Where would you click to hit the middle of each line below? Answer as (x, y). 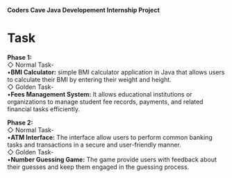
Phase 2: (20, 122)
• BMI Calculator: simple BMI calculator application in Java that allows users (116, 72)
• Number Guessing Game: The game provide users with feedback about (112, 159)
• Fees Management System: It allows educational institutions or (100, 94)
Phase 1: (20, 57)
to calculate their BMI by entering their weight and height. (89, 79)
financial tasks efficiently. (43, 109)
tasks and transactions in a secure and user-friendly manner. (94, 145)
